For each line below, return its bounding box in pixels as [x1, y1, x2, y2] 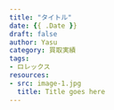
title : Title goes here [17, 87, 105, 96]
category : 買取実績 [9, 46, 77, 55]
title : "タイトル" [9, 12, 73, 22]
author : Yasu [9, 37, 58, 47]
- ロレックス [9, 63, 51, 72]
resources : [9, 71, 50, 80]
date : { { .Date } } [9, 21, 77, 30]
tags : [9, 54, 29, 63]
